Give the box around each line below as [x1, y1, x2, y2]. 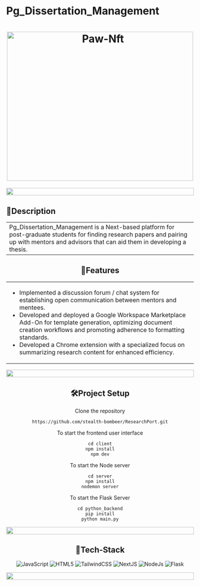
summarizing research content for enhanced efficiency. [19, 348, 174, 356]
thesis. [9, 245, 28, 253]
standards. [19, 333, 49, 341]
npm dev [90, 451, 110, 457]
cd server [87, 473, 112, 479]
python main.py [81, 516, 119, 522]
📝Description [6, 206, 56, 216]
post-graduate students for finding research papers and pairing [9, 230, 187, 238]
